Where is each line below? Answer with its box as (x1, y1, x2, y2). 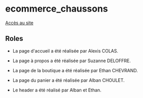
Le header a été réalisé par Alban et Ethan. (12, 87, 102, 93)
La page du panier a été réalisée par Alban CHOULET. (12, 77, 125, 83)
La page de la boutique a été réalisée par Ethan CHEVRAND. (12, 67, 138, 73)
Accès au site (5, 20, 34, 26)
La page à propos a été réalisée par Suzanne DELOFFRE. (12, 58, 131, 64)
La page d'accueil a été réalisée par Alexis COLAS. (12, 47, 119, 54)
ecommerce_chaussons (5, 3, 108, 15)
